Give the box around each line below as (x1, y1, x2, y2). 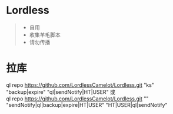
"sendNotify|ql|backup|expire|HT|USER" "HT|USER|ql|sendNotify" (6, 101, 168, 108)
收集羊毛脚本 (29, 31, 61, 38)
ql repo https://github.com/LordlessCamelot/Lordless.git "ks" (6, 81, 155, 89)
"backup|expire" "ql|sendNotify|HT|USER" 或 (6, 88, 116, 95)
